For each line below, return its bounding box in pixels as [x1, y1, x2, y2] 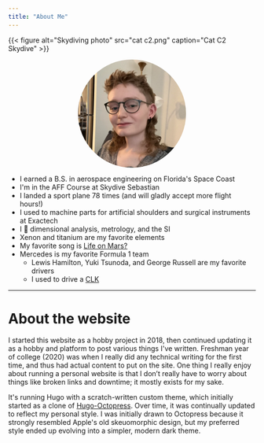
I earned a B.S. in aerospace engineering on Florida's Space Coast [19, 174, 236, 184]
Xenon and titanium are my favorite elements [19, 233, 165, 242]
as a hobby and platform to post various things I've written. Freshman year [8, 344, 249, 353]
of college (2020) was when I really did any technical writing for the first [8, 353, 242, 362]
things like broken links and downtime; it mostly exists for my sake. [8, 378, 225, 387]
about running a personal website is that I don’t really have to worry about [8, 369, 247, 378]
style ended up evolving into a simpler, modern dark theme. [8, 426, 201, 436]
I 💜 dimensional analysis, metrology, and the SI [19, 224, 170, 234]
